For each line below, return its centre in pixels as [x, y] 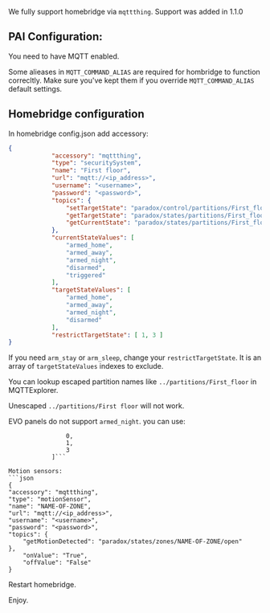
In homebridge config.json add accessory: [78, 133]
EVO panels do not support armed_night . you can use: [97, 422]
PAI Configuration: [55, 37]
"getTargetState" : [96, 215]
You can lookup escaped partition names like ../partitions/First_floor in [133, 382]
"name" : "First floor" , [91, 171]
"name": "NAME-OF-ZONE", [50, 507]
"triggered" [86, 275]
